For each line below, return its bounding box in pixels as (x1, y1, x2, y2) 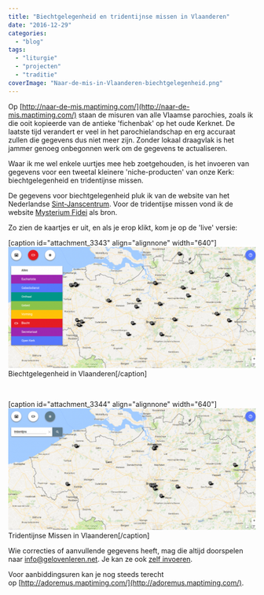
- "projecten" (15, 63, 61, 71)
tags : (8, 46, 26, 54)
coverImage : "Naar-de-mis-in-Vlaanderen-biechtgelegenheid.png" (8, 79, 223, 87)
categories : (8, 29, 47, 37)
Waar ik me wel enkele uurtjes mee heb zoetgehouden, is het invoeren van (8, 158, 250, 168)
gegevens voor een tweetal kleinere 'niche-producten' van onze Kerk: (8, 167, 235, 176)
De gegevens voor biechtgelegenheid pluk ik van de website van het (8, 190, 230, 200)
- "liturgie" (15, 54, 58, 62)
